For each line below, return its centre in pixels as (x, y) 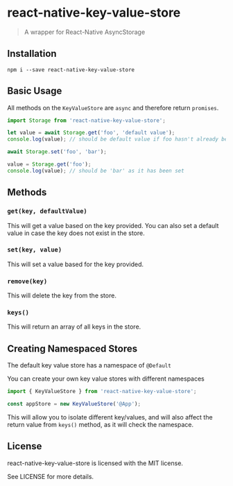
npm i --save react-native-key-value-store (71, 70)
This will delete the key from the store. (62, 295)
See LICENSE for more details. (51, 476)
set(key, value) (35, 250)
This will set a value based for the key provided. (76, 264)
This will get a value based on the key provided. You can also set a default (113, 225)
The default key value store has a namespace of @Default (89, 365)
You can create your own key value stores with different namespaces (106, 379)
